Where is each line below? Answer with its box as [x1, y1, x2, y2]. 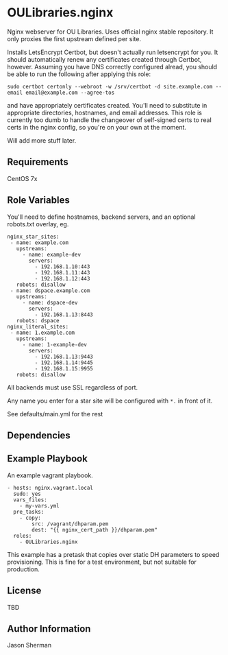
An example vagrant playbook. [7, 471, 94, 479]
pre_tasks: [13, 508, 45, 515]
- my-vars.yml [19, 502, 60, 509]
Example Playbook [7, 453, 88, 464]
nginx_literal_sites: [7, 323, 69, 330]
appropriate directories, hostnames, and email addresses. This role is [7, 108, 202, 117]
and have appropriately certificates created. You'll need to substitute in [7, 101, 207, 109]
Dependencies [7, 429, 71, 441]
